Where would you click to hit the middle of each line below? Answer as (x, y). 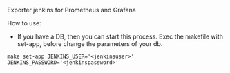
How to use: (24, 23)
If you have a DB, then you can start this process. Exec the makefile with (120, 36)
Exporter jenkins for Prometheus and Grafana (71, 10)
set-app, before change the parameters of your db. (90, 44)
